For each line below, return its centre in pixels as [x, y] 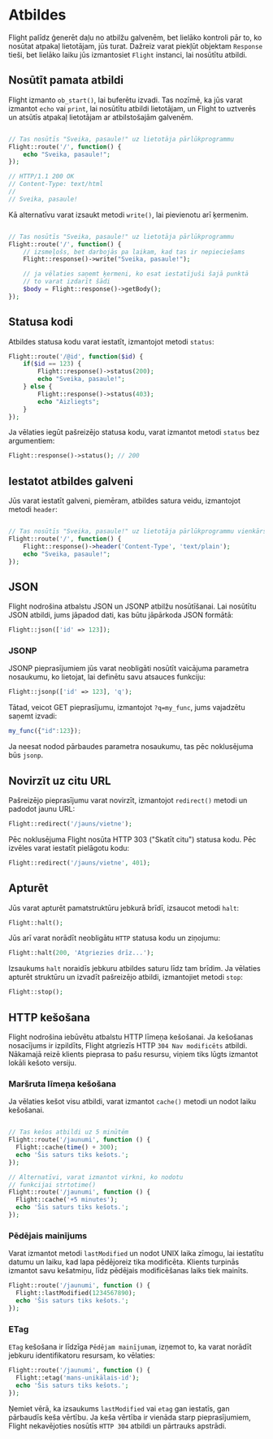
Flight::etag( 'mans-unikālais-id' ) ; [78, 1378]
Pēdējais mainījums [48, 1235]
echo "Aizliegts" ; [69, 401]
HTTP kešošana [50, 1017]
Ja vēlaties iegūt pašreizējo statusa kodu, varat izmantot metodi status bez [134, 432]
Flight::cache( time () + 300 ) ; [67, 1147]
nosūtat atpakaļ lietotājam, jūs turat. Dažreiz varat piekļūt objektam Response [136, 46]
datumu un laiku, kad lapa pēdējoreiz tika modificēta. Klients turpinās [124, 1262]
